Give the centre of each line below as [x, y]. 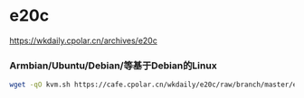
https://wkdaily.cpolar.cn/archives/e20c [84, 40]
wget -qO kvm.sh [40, 85]
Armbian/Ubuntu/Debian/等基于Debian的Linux [113, 66]
